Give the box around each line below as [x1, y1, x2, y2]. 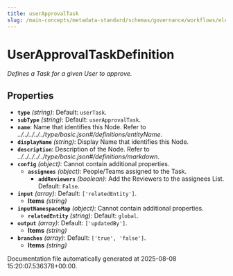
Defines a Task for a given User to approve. [7, 70, 132, 78]
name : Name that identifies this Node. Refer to [17, 123, 147, 131]
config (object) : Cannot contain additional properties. [17, 160, 170, 168]
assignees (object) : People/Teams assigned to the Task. [27, 168, 187, 176]
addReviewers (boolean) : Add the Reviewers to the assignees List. [37, 174, 225, 183]
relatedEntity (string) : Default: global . [27, 211, 139, 220]
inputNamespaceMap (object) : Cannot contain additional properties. [17, 204, 204, 213]
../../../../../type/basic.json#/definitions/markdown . [17, 152, 160, 161]
